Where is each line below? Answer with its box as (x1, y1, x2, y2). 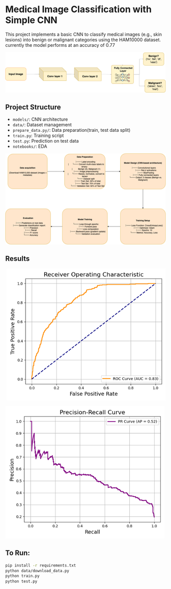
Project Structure (5, 103, 61, 111)
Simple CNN (5, 14, 58, 26)
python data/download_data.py (5, 568, 70, 573)
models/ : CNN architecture (12, 116, 68, 123)
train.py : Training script (12, 132, 64, 138)
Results (5, 255, 30, 263)
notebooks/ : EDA (12, 144, 47, 150)
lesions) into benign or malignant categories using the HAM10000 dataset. (5, 37, 161, 43)
